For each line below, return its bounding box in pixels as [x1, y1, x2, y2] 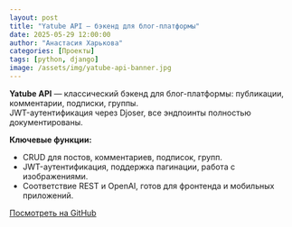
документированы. [9, 116, 83, 127]
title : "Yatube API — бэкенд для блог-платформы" [9, 22, 201, 31]
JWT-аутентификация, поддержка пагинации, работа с [22, 161, 236, 172]
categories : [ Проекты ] [9, 47, 95, 56]
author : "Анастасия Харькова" [9, 38, 124, 48]
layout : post [9, 13, 59, 23]
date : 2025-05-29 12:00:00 [9, 30, 111, 39]
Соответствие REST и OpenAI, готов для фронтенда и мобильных [22, 180, 275, 191]
